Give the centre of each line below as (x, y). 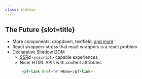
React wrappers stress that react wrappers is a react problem (74, 47)
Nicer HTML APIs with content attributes (61, 63)
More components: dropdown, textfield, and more (63, 41)
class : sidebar (21, 10)
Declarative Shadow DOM (38, 52)
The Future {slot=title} (40, 30)
